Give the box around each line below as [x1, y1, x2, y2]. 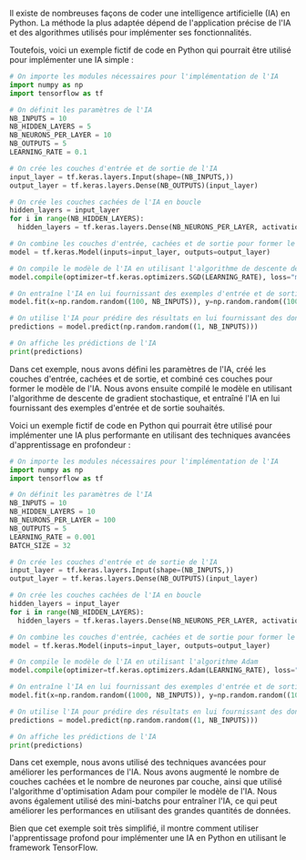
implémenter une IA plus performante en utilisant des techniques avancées [9, 430, 291, 440]
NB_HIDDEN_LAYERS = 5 [9, 122, 92, 131]
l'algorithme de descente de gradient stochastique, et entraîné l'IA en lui [9, 392, 280, 403]
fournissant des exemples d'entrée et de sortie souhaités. [9, 402, 226, 413]
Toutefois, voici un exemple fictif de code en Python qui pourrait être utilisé [9, 45, 291, 56]
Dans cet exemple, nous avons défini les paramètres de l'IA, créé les [9, 363, 267, 374]
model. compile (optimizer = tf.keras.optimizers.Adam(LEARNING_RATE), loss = [9, 666, 296, 675]
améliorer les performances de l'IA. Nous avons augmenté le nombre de [9, 766, 280, 777]
